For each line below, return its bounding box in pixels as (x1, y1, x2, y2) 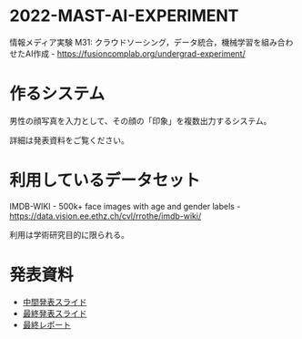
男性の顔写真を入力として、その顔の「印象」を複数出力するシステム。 (9, 115, 272, 126)
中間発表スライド (22, 296, 87, 307)
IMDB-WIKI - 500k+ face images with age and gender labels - (9, 200, 241, 211)
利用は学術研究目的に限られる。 (9, 229, 129, 240)
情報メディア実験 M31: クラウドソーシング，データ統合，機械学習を (9, 36, 262, 47)
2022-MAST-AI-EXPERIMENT (9, 5, 239, 26)
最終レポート (22, 319, 71, 330)
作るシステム (9, 84, 106, 105)
